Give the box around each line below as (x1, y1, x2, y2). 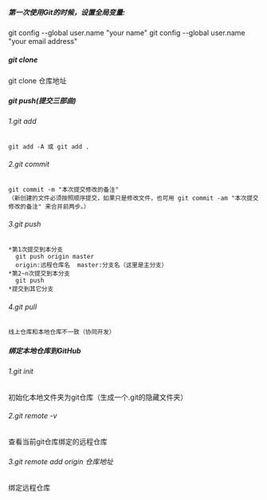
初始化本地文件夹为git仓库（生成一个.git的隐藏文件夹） (8, 392, 188, 402)
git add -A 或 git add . (8, 142, 90, 151)
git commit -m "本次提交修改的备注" (8, 185, 120, 193)
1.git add (8, 116, 37, 125)
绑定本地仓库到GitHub (8, 346, 81, 355)
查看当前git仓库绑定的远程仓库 (8, 436, 108, 446)
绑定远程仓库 (8, 483, 50, 493)
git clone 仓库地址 (8, 76, 67, 85)
